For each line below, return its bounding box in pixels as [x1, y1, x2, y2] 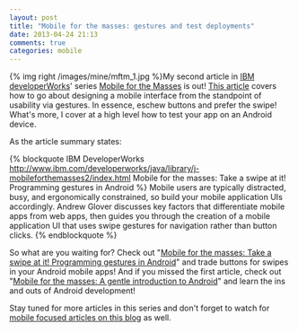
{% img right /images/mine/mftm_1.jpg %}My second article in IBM [9, 71, 255, 82]
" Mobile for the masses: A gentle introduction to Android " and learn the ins [9, 275, 285, 287]
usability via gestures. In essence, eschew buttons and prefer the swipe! [9, 100, 277, 110]
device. [9, 118, 37, 130]
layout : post [9, 13, 58, 22]
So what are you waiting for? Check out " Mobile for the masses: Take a [9, 248, 272, 258]
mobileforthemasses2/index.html [9, 172, 132, 184]
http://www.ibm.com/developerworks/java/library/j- [9, 163, 200, 174]
